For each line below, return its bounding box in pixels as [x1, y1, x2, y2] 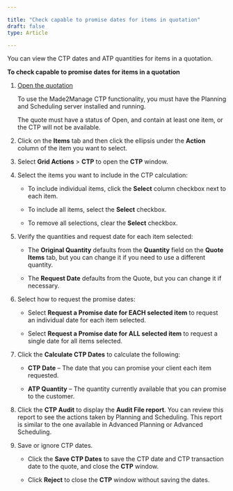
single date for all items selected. [27, 337, 123, 345]
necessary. [27, 281, 60, 290]
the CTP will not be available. [17, 123, 101, 132]
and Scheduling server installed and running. [17, 102, 146, 111]
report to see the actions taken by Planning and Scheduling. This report [17, 413, 223, 421]
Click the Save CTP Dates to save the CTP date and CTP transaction [27, 455, 224, 463]
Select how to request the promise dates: [17, 295, 136, 304]
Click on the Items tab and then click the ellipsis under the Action [17, 137, 206, 145]
